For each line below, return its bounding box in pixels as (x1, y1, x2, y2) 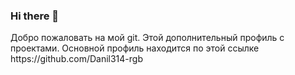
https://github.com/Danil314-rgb (10, 53, 143, 65)
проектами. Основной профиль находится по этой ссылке (10, 42, 260, 54)
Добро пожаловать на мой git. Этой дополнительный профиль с (10, 32, 285, 44)
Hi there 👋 (10, 9, 60, 23)
